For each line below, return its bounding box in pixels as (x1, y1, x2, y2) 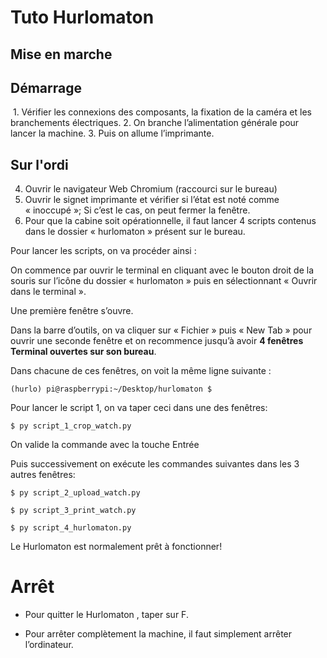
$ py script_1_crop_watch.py (10, 421, 132, 431)
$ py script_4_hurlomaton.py (10, 523, 132, 533)
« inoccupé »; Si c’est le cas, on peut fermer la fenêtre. (24, 204, 251, 216)
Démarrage (10, 79, 82, 96)
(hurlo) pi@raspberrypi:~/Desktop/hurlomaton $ (10, 384, 213, 395)
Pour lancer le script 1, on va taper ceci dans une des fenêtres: (10, 402, 268, 414)
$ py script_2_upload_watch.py (10, 488, 141, 498)
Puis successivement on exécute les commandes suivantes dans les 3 (10, 458, 300, 470)
